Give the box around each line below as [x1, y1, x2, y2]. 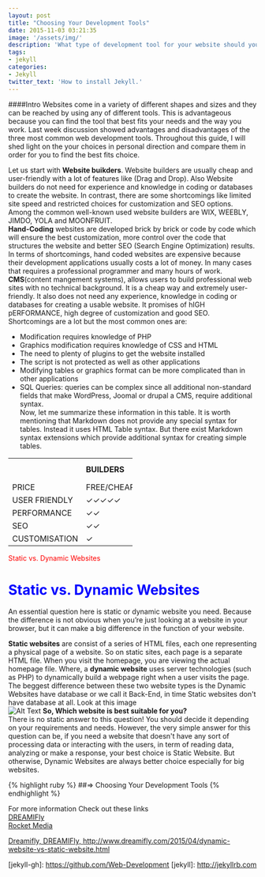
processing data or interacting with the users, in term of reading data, [8, 740, 234, 750]
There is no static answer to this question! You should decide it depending [8, 715, 249, 724]
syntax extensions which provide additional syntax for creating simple [19, 433, 247, 442]
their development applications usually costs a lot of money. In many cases [8, 258, 252, 267]
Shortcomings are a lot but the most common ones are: [8, 316, 188, 326]
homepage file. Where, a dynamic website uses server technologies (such [8, 664, 252, 674]
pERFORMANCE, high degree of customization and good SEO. [8, 308, 211, 317]
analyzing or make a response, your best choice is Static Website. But [8, 748, 235, 758]
